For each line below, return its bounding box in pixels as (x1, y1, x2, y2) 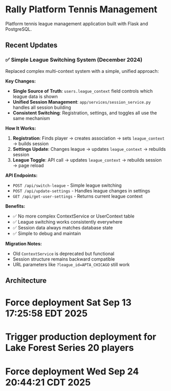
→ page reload (12, 162, 44, 168)
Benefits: (5, 203, 26, 209)
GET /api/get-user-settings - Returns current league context (12, 193, 143, 199)
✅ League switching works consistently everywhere (12, 219, 123, 225)
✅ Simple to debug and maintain (12, 230, 81, 237)
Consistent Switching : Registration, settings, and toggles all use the (12, 109, 157, 116)
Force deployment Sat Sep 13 (5, 297, 132, 308)
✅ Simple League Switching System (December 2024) (5, 56, 142, 64)
